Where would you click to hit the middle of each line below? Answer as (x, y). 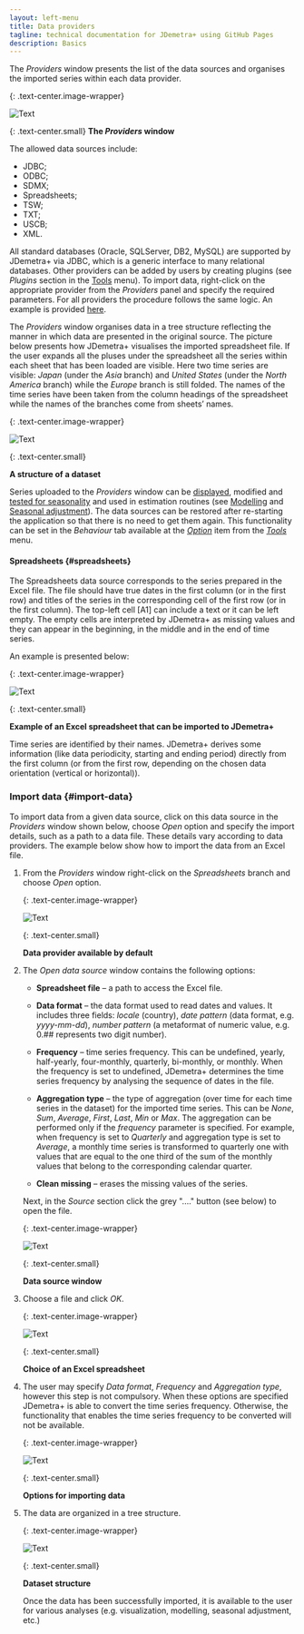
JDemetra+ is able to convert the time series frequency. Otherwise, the (155, 1405)
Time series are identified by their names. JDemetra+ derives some (135, 744)
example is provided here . (58, 309)
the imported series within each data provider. (95, 79)
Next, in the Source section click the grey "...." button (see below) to (149, 1201)
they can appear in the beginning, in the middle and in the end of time (140, 629)
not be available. (53, 1424)
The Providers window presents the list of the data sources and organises (147, 69)
